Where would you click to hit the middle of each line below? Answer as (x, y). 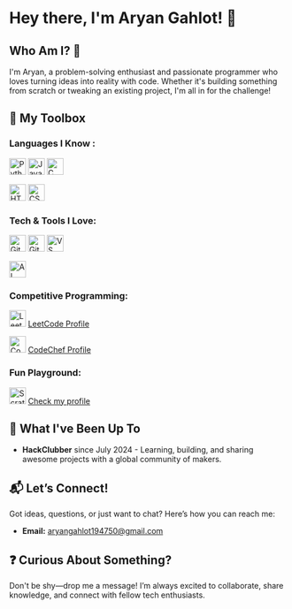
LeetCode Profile (59, 324)
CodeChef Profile (59, 350)
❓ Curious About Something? (91, 560)
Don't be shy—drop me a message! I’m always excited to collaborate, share (146, 586)
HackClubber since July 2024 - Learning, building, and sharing (138, 450)
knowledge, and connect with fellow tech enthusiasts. (107, 595)
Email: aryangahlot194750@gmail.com (92, 531)
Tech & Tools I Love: (53, 220)
